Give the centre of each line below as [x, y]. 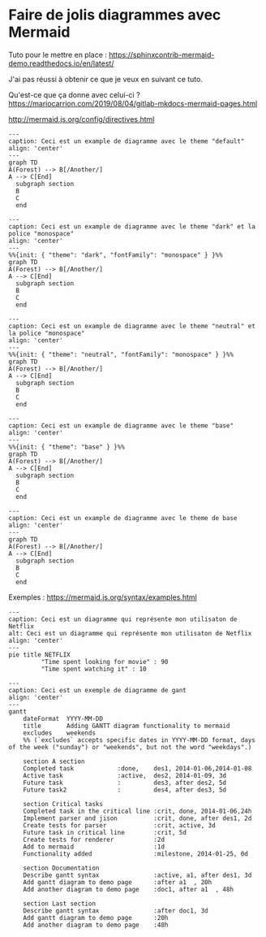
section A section [54, 761]
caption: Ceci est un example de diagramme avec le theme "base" [121, 425]
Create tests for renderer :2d [94, 839]
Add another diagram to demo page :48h [96, 925]
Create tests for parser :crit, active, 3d [120, 825]
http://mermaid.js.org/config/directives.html [82, 119]
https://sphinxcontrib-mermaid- [162, 54]
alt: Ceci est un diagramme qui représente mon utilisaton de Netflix [130, 633]
